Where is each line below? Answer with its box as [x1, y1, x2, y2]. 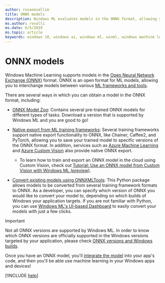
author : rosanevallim [5, 7, 50, 12]
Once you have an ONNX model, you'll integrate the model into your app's [5, 253, 155, 258]
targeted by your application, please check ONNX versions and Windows [5, 238, 153, 244]
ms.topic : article [5, 30, 43, 35]
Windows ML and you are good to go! [12, 117, 88, 123]
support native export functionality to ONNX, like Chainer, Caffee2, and [12, 132, 156, 138]
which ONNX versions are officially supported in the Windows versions [5, 232, 149, 238]
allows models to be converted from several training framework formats [12, 182, 158, 188]
